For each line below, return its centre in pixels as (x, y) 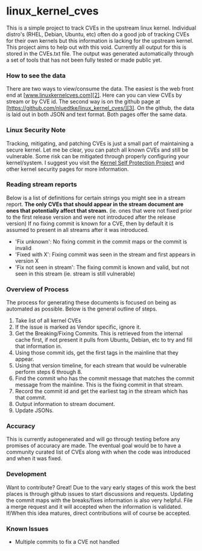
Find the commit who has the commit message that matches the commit (105, 378)
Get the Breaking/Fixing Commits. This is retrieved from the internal (99, 333)
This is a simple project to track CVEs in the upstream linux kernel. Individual (101, 28)
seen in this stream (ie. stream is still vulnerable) (75, 274)
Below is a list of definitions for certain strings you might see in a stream (96, 198)
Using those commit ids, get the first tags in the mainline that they (97, 353)
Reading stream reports (42, 184)
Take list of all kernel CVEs (48, 321)
